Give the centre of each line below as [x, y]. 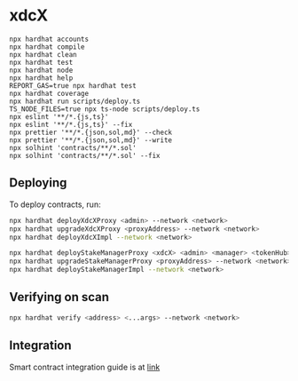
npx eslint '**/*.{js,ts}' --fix [71, 124]
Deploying [38, 183]
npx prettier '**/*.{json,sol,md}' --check [91, 132]
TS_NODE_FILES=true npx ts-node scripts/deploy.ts [105, 109]
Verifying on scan [59, 297]
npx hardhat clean [43, 54]
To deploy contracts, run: [55, 204]
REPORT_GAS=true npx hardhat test [73, 85]
